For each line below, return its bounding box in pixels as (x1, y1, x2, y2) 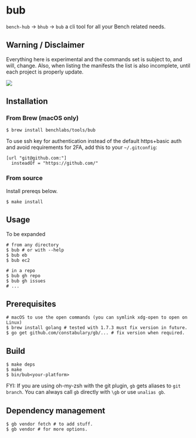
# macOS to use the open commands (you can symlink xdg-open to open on (6, 314, 188, 321)
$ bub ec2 (6, 257, 31, 263)
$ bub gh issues (6, 278, 46, 284)
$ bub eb (6, 252, 28, 258)
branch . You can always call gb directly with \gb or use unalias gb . (6, 389, 165, 396)
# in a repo (6, 267, 35, 274)
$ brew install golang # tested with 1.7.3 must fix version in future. (6, 325, 188, 331)
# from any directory (6, 242, 59, 248)
